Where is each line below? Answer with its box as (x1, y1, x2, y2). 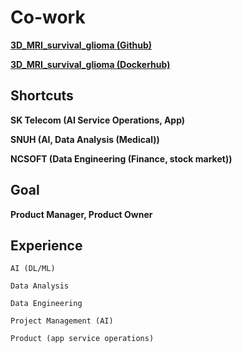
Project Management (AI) (10, 316, 114, 326)
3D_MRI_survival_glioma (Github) (10, 39, 153, 51)
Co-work (10, 6, 86, 29)
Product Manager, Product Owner (10, 208, 153, 220)
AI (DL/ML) (10, 264, 56, 274)
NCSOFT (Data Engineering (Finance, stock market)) (10, 152, 233, 165)
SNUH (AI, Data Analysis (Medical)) (10, 133, 160, 145)
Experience (10, 237, 83, 254)
